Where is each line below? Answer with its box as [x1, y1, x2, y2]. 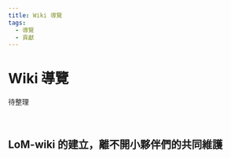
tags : [8, 19, 26, 27]
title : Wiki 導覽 [8, 11, 63, 20]
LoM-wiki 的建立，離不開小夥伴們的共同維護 [8, 138, 223, 151]
